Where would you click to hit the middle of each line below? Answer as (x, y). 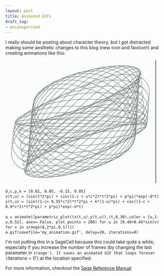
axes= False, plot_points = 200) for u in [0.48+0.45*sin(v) (93, 222)
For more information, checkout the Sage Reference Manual (68, 268)
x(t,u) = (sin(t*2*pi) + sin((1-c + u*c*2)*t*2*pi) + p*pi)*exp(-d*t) (82, 197)
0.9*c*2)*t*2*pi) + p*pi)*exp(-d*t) (44, 207)
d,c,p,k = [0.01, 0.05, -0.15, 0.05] (46, 192)
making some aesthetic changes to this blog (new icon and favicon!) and (82, 48)
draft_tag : (17, 22)
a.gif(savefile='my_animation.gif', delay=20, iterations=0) (72, 232)
